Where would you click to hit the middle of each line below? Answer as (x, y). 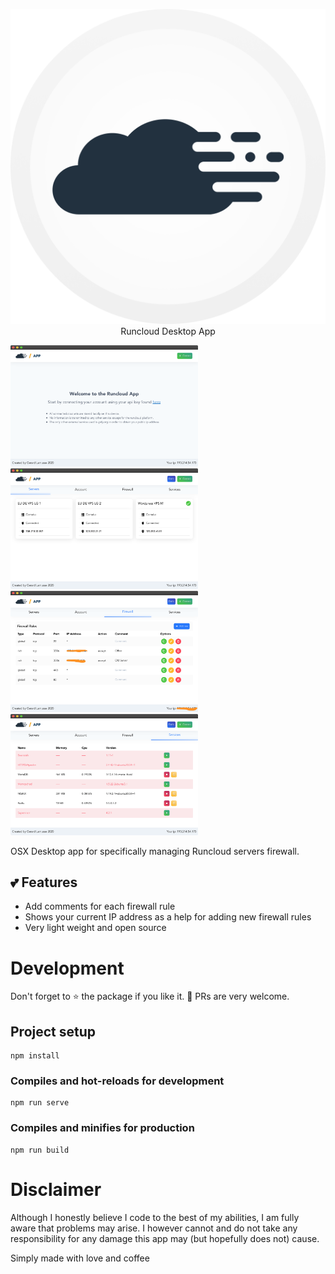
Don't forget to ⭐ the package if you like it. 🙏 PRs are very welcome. (150, 996)
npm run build (40, 1150)
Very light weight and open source (95, 928)
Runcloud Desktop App (168, 331)
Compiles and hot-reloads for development (117, 1081)
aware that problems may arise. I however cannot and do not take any (154, 1228)
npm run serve (40, 1103)
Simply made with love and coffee (80, 1258)
